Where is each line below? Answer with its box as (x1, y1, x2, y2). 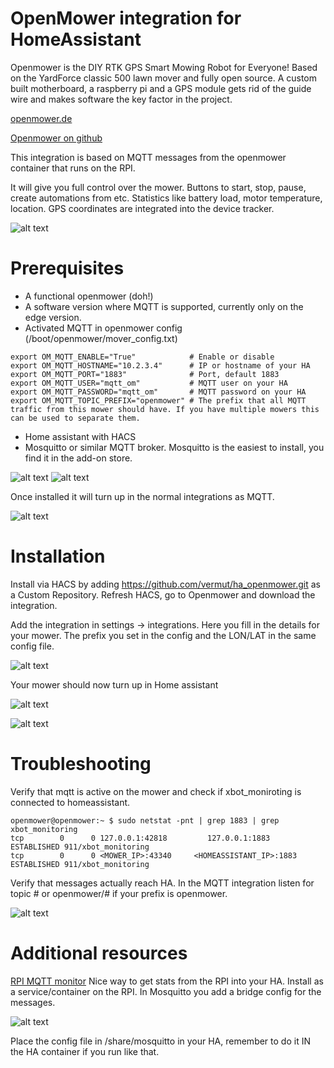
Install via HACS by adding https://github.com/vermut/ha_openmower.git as (10, 578, 321, 590)
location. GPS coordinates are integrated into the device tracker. (10, 202, 275, 214)
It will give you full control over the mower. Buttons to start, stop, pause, (10, 181, 307, 193)
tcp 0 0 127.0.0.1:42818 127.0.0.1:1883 (10, 833, 271, 843)
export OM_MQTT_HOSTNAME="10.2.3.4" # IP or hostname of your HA (10, 360, 311, 371)
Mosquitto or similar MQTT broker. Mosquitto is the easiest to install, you (24, 441, 325, 453)
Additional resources (10, 942, 188, 964)
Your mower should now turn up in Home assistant (10, 678, 219, 691)
